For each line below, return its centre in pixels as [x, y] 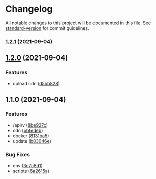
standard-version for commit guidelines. [47, 28]
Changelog [29, 9]
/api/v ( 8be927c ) [30, 125]
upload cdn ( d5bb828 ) [36, 83]
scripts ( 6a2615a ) [31, 171]
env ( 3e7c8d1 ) [27, 165]
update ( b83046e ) [32, 141]
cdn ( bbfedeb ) [28, 131]
